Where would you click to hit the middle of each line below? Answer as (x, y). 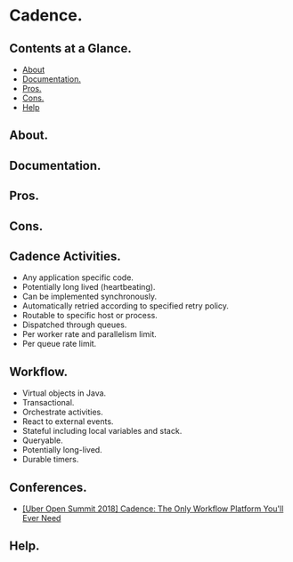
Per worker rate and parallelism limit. (90, 334)
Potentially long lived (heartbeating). (89, 287)
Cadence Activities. (65, 256)
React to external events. (68, 421)
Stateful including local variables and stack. (102, 431)
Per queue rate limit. (59, 344)
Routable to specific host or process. (90, 316)
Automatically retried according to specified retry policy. (125, 306)
